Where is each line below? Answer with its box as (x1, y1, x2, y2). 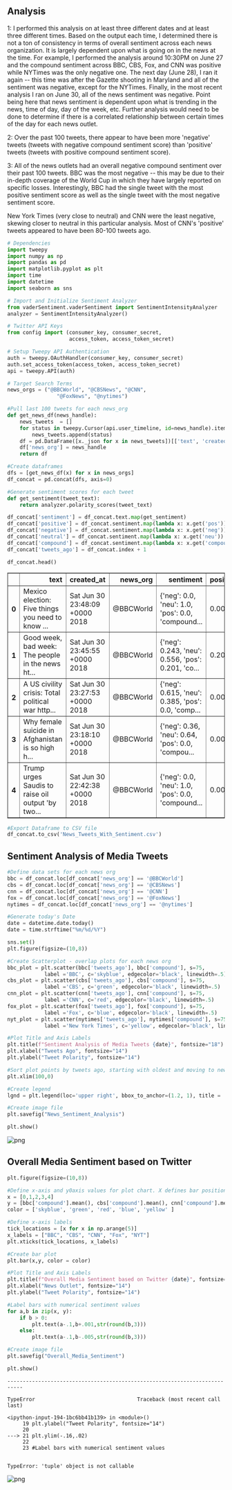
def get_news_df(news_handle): (7, 412, 97, 419)
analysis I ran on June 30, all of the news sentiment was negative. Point (7, 90, 211, 98)
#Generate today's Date (7, 913, 76, 921)
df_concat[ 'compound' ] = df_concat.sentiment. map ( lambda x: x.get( (7, 539, 206, 546)
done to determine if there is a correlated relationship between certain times (7, 112, 224, 121)
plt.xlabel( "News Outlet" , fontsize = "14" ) (7, 1283, 131, 1290)
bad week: (23, 641, 57, 651)
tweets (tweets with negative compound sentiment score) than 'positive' (7, 140, 213, 148)
